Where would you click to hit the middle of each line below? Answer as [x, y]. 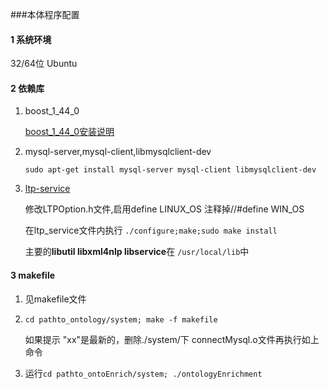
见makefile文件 [55, 299]
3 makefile [33, 275]
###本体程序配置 [45, 14]
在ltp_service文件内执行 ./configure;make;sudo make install [151, 230]
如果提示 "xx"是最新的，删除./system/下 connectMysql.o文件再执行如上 [172, 339]
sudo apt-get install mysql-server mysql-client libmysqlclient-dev [170, 170]
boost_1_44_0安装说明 [69, 132]
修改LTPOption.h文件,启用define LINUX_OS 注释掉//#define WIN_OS [164, 209]
